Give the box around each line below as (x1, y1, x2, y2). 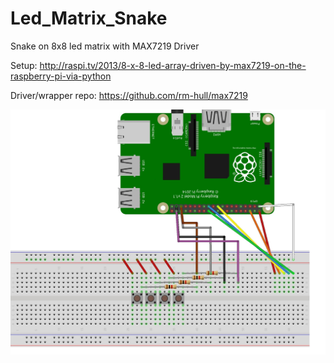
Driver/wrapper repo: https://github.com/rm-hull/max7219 (10, 89, 248, 101)
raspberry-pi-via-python (10, 70, 112, 82)
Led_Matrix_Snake (10, 7, 168, 30)
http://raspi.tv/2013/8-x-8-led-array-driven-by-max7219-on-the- (39, 59, 307, 71)
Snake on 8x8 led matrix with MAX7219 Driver (10, 40, 200, 52)
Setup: (10, 59, 38, 71)
